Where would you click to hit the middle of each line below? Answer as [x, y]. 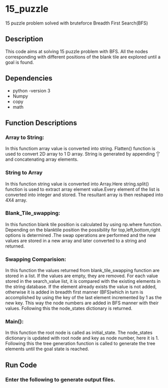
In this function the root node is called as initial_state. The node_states [79, 333]
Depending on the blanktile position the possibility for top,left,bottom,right [83, 230]
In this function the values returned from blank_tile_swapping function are [82, 271]
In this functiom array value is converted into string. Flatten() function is [80, 149]
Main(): [15, 322]
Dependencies [29, 78]
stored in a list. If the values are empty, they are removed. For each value [82, 276]
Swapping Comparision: [36, 259]
